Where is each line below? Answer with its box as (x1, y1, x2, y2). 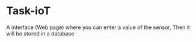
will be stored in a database (6, 30, 75, 37)
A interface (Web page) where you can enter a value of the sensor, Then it (6, 24, 191, 31)
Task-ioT (6, 4, 51, 18)
